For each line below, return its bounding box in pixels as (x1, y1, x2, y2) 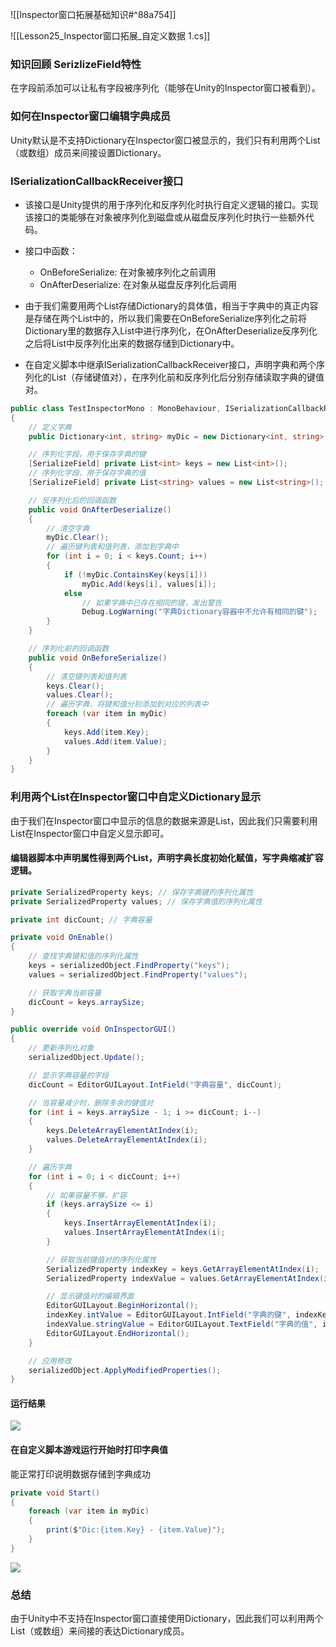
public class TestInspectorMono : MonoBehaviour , (10, 403, 222, 413)
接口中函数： (24, 244, 78, 257)
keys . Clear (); (46, 681, 105, 691)
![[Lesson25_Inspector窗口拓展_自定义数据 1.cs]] (10, 30, 211, 42)
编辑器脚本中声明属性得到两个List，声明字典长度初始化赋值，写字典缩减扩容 (10, 852, 324, 864)
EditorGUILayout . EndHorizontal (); (46, 1328, 190, 1338)
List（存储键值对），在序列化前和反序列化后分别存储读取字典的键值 (51, 371, 325, 383)
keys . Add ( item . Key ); (63, 727, 150, 737)
